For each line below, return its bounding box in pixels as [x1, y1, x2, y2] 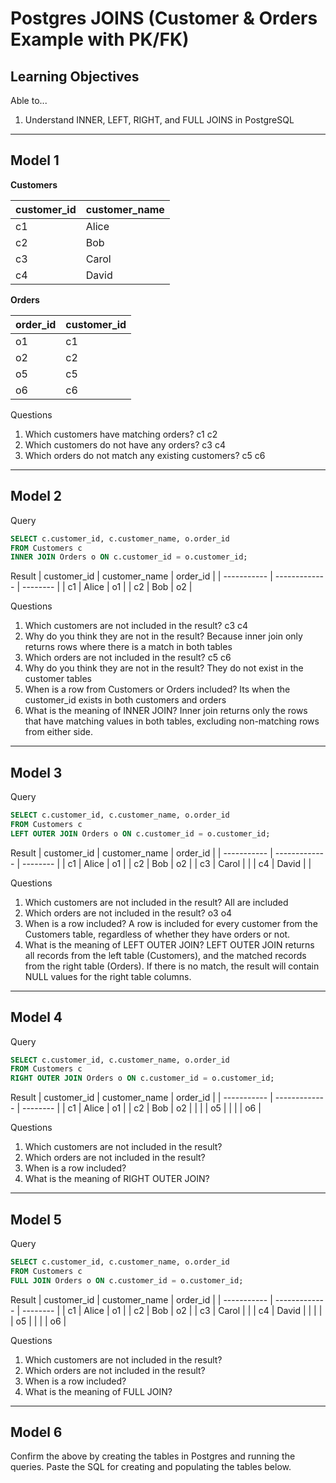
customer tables [24, 673, 92, 685]
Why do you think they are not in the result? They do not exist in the [24, 662, 304, 674]
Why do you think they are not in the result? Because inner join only [24, 630, 303, 642]
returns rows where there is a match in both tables [24, 641, 233, 653]
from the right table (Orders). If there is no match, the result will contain [24, 960, 320, 972]
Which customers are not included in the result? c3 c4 [24, 620, 249, 632]
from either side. [24, 726, 93, 738]
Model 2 [10, 488, 63, 505]
